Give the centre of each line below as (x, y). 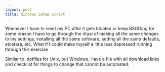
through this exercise (27, 49)
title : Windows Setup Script (35, 14)
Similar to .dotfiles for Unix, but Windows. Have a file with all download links (82, 59)
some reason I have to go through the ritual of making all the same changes (82, 34)
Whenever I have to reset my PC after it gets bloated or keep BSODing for (80, 28)
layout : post (19, 10)
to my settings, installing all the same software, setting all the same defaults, (83, 39)
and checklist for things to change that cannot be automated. (67, 64)
